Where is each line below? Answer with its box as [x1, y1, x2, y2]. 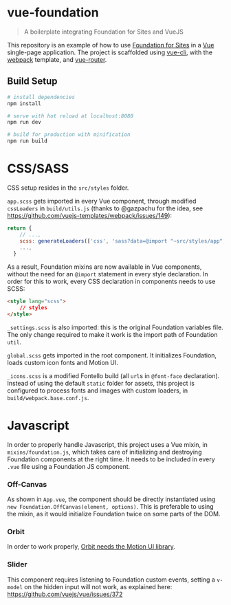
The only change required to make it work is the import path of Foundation [7, 330, 218, 338]
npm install [7, 100, 41, 107]
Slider [7, 560, 27, 569]
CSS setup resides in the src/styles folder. [7, 184, 129, 192]
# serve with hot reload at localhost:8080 [7, 112, 134, 120]
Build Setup [7, 76, 58, 87]
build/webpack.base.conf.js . [7, 393, 89, 401]
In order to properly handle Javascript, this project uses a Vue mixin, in [7, 440, 208, 448]
